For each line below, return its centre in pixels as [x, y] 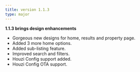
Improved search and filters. [41, 54]
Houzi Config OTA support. [40, 64]
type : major [17, 14]
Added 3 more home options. [42, 43]
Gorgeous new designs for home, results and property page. [74, 38]
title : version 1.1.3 [27, 10]
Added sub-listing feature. [39, 48]
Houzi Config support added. [42, 59]
